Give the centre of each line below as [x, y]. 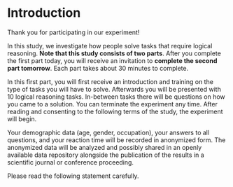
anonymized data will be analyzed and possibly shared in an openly [105, 147]
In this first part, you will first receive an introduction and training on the [110, 81]
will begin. [22, 119]
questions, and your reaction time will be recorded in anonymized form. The [116, 140]
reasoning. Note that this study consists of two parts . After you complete [114, 53]
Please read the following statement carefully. [73, 176]
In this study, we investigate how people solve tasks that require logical [110, 46]
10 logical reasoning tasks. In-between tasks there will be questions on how [116, 97]
